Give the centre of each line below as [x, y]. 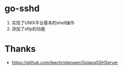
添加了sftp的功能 [29, 29]
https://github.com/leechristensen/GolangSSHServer [65, 62]
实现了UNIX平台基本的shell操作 [43, 23]
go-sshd [22, 9]
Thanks [20, 49]
